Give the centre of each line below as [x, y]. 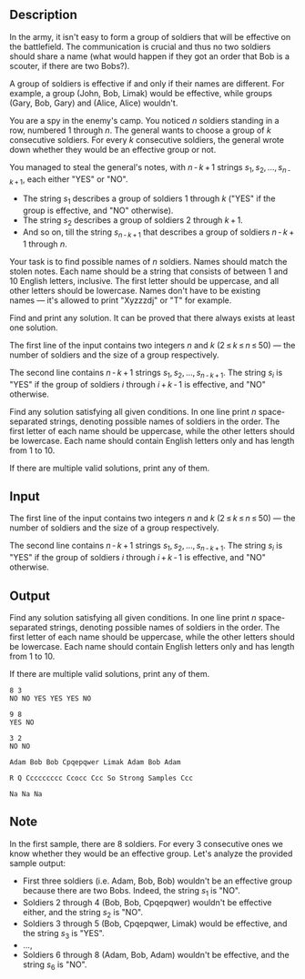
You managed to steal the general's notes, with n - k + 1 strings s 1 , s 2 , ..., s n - [150, 168]
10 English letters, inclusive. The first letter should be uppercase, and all [144, 280]
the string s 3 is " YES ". [63, 934]
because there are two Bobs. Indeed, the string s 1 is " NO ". [132, 891]
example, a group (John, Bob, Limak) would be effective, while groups [141, 93]
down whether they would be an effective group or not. [113, 149]
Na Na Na [26, 794]
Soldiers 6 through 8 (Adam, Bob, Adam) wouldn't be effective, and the [156, 955]
